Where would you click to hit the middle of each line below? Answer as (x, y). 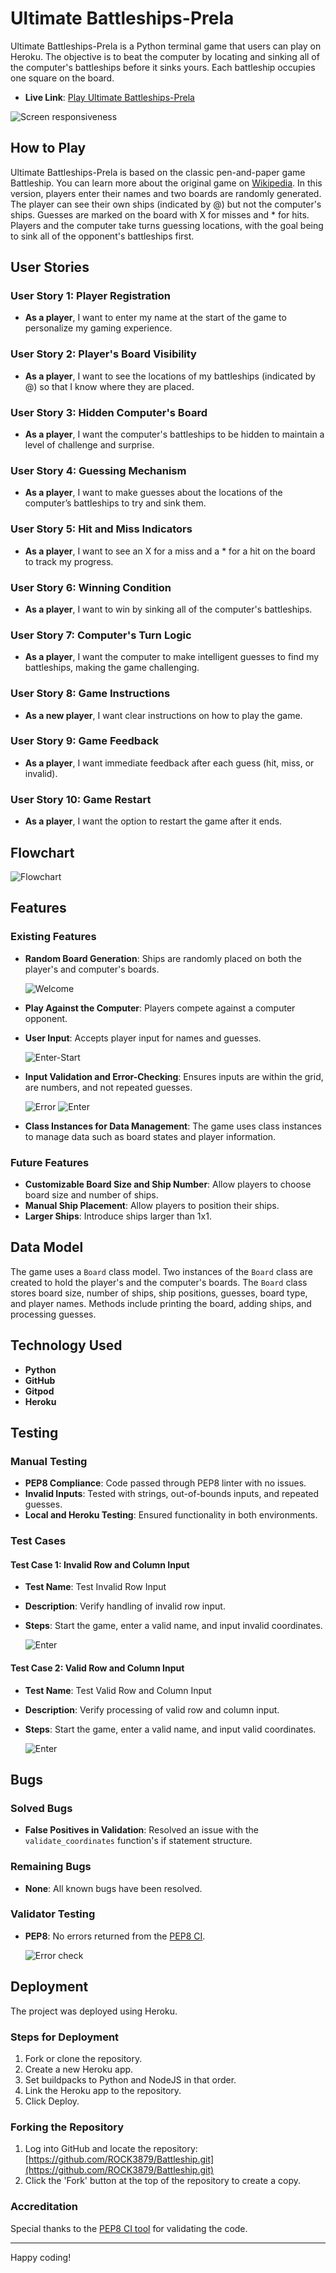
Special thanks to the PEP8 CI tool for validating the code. (129, 2228)
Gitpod (39, 1391)
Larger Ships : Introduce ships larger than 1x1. (118, 1216)
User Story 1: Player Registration (90, 296)
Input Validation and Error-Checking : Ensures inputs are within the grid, (174, 1076)
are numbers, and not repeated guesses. (108, 1087)
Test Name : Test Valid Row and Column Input (118, 1690)
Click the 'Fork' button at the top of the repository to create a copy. (162, 2181)
